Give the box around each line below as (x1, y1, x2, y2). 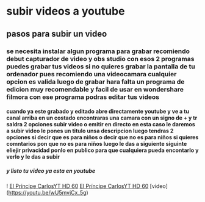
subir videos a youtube (6, 4, 125, 18)
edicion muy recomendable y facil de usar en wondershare (6, 85, 184, 93)
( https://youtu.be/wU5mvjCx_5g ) (6, 189, 88, 197)
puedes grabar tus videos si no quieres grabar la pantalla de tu (6, 62, 195, 71)
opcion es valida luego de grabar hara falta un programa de (6, 78, 185, 86)
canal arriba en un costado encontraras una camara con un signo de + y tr (6, 114, 198, 121)
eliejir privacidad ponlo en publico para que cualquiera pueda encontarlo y (6, 146, 199, 154)
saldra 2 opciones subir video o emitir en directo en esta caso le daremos (6, 121, 195, 128)
